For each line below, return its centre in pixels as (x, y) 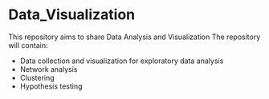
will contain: (28, 45)
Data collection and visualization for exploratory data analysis (122, 61)
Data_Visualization (72, 15)
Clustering (37, 77)
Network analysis (49, 69)
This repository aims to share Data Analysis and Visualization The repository (134, 37)
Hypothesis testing (51, 86)
